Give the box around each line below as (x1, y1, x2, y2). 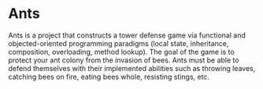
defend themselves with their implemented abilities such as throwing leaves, (8, 63, 256, 73)
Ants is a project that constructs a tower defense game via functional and (8, 30, 246, 40)
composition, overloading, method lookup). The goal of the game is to (8, 47, 235, 56)
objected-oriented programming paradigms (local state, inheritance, (8, 38, 229, 48)
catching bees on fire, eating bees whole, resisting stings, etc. (8, 72, 210, 81)
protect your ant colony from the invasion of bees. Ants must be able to (8, 55, 239, 65)
